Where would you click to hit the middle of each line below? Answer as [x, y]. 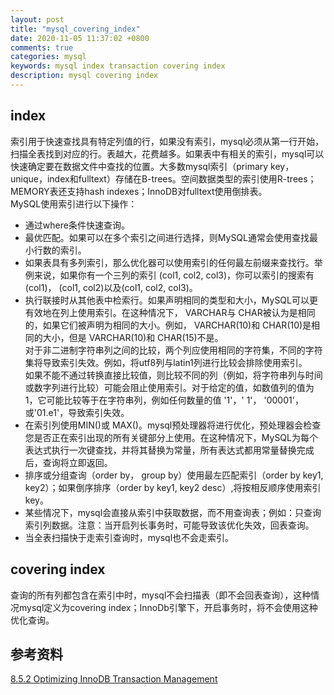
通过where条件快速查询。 [77, 225]
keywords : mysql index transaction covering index [118, 66]
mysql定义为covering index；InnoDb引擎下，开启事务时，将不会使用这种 [168, 607]
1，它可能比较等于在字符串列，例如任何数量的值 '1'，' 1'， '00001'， [164, 400]
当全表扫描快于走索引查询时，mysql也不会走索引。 [129, 537]
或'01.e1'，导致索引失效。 [77, 412]
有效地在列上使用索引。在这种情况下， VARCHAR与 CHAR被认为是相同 [170, 312]
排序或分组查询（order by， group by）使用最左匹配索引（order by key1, [174, 475]
